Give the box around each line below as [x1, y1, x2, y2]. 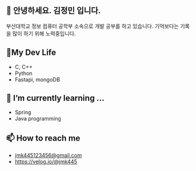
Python [14, 69, 33, 77]
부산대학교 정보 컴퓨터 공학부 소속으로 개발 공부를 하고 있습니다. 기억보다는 [6, 23, 179, 30]
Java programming [14, 115, 61, 122]
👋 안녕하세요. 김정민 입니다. [6, 5, 101, 16]
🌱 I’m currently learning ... [6, 93, 105, 103]
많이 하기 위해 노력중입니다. [12, 30, 76, 37]
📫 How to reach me [6, 133, 81, 143]
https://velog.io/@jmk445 [14, 158, 77, 165]
